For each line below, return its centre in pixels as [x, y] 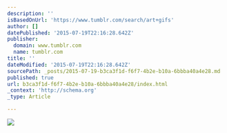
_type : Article [29, 97]
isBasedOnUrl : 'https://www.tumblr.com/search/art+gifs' [91, 20]
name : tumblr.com [38, 52]
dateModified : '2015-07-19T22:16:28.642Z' [69, 65]
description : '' [30, 13]
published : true [30, 78]
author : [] [23, 26]
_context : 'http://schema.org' [52, 90]
